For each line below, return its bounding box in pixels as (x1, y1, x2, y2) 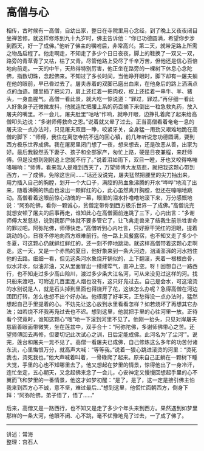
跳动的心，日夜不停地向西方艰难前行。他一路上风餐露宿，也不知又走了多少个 (6, 232, 198, 239)
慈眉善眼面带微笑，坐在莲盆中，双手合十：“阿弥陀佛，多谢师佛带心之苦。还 (6, 323, 195, 330)
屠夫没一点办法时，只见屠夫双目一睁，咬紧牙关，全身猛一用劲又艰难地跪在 (6, 125, 192, 133)
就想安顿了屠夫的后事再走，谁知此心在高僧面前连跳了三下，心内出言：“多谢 (6, 209, 195, 216)
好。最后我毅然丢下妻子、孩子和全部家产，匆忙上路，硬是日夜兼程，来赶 (6, 148, 187, 156)
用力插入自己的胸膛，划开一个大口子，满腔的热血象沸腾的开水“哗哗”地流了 (6, 179, 192, 186)
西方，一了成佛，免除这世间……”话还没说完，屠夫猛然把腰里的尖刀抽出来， (6, 171, 193, 178)
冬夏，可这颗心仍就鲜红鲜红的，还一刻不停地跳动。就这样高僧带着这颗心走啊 (6, 239, 198, 247)
